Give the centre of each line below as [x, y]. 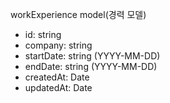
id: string [43, 34]
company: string [58, 45]
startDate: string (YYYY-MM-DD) [92, 56]
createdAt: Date [57, 77]
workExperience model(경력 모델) [78, 14]
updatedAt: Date [58, 87]
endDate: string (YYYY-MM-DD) [91, 66]
